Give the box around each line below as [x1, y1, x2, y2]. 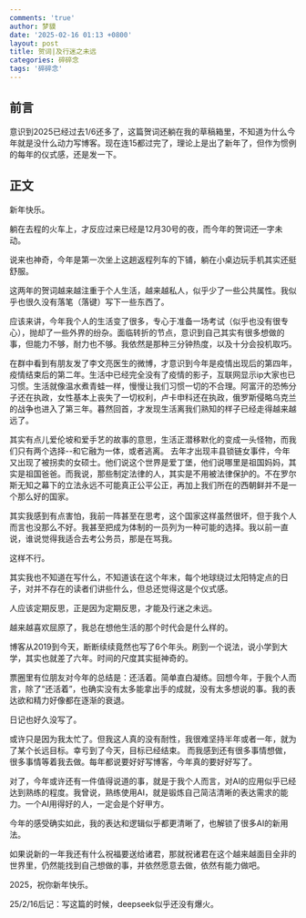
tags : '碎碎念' [9, 65, 63, 74]
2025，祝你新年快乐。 [9, 879, 94, 890]
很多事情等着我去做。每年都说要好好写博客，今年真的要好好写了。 [9, 756, 257, 767]
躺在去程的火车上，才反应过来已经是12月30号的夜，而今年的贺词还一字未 [9, 223, 283, 234]
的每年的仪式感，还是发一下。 [9, 148, 121, 159]
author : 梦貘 [9, 22, 56, 31]
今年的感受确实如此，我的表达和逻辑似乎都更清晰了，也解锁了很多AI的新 [9, 817, 280, 829]
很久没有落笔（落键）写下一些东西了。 [25, 296, 169, 307]
